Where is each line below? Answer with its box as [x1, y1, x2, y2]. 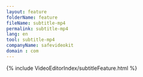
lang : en [6, 31, 28, 37]
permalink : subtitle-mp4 [6, 25, 68, 32]
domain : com [6, 48, 39, 54]
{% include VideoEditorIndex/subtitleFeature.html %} [6, 64, 138, 72]
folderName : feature [6, 14, 58, 20]
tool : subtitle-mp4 [6, 37, 55, 43]
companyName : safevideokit [6, 43, 74, 49]
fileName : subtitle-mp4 [6, 20, 66, 26]
